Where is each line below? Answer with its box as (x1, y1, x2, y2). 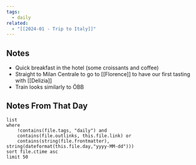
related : (6, 20, 29, 26)
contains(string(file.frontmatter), (17, 138, 110, 144)
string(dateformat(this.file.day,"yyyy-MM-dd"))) (6, 143, 135, 149)
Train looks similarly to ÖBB (15, 83, 84, 91)
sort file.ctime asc (6, 149, 59, 155)
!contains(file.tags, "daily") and (17, 128, 107, 134)
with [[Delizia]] (15, 77, 52, 85)
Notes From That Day (6, 101, 88, 111)
